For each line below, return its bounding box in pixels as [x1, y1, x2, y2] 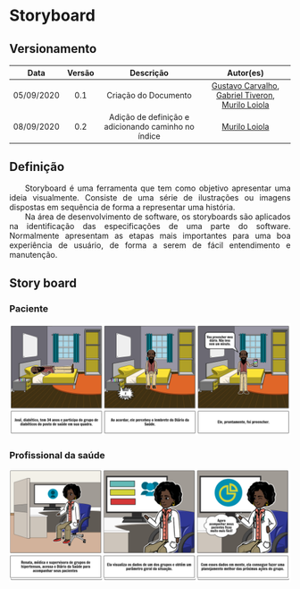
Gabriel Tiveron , [215, 90, 275, 100]
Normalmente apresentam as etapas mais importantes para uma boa [9, 230, 291, 242]
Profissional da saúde [9, 448, 105, 461]
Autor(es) [227, 67, 264, 78]
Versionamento [9, 41, 97, 56]
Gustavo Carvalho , [211, 80, 279, 90]
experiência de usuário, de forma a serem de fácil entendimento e [9, 240, 291, 251]
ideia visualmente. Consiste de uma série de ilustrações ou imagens [9, 192, 291, 203]
